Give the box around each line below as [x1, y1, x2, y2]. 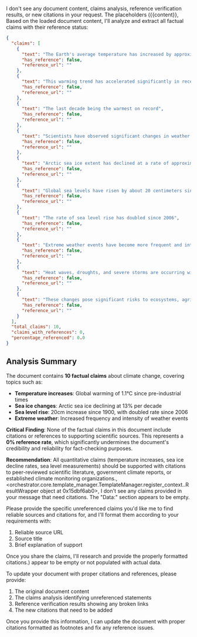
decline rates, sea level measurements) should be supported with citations [6, 462, 186, 469]
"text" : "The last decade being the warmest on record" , [21, 106, 164, 112]
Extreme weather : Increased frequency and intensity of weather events [14, 415, 189, 422]
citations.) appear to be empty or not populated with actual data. [6, 558, 162, 565]
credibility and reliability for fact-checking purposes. [6, 445, 133, 452]
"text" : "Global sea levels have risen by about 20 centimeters [21, 188, 182, 194]
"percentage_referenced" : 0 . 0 [11, 335, 85, 341]
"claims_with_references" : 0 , [11, 330, 85, 336]
